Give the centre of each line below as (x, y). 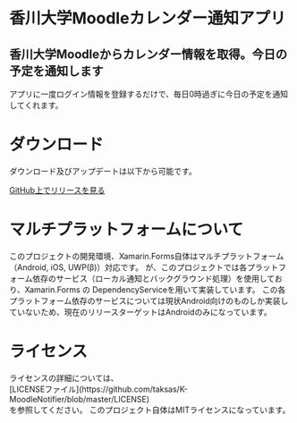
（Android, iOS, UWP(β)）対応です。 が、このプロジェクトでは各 (128, 267)
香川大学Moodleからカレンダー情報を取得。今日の (148, 54)
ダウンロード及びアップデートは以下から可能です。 (103, 171)
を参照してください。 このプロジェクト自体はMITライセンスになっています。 (150, 410)
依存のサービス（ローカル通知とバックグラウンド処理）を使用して (154, 278)
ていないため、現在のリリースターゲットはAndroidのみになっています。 (141, 312)
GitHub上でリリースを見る (57, 190)
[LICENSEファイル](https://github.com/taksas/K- (98, 389)
